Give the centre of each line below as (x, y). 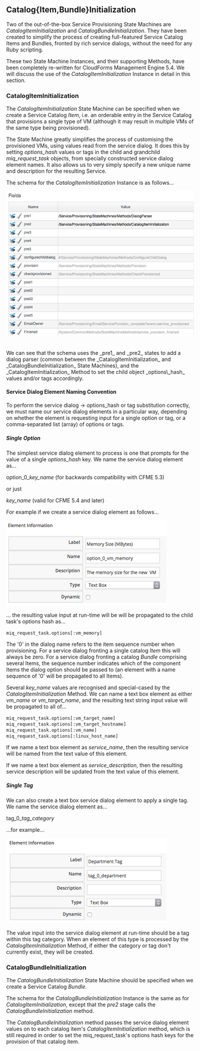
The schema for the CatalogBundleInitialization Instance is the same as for (98, 998)
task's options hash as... (36, 621)
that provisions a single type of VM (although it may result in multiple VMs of (100, 121)
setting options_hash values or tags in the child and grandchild (83, 152)
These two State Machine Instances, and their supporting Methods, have (96, 61)
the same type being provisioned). (48, 128)
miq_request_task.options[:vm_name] (51, 730)
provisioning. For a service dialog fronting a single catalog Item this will (93, 650)
